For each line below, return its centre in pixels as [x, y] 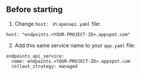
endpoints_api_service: [35, 56]
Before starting [35, 10]
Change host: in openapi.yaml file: [58, 23]
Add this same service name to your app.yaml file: [75, 45]
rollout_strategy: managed [45, 66]
